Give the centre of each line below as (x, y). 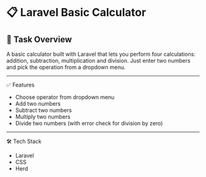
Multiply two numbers (43, 117)
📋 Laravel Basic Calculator (76, 13)
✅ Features (21, 85)
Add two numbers (38, 104)
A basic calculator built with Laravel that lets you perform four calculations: (101, 54)
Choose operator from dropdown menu (65, 97)
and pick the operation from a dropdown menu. (66, 67)
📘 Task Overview (39, 39)
